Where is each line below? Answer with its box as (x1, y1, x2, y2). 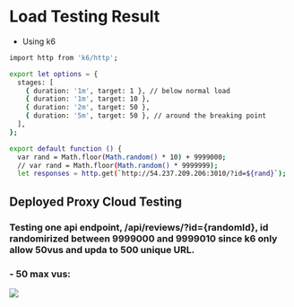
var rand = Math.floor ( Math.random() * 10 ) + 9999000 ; (17, 153, 227, 162)
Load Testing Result (9, 6, 160, 27)
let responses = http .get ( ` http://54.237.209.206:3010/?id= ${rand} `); (17, 169, 287, 179)
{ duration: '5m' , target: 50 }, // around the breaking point (25, 111, 267, 120)
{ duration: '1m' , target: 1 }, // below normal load (25, 86, 230, 95)
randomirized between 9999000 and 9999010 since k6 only (9, 232, 278, 244)
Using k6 (22, 36, 56, 47)
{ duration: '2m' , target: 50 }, (25, 103, 151, 112)
